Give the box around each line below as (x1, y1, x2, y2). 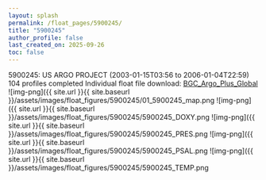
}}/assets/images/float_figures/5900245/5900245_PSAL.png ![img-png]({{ (8, 146, 254, 155)
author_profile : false (8, 33, 83, 42)
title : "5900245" (8, 26, 66, 34)
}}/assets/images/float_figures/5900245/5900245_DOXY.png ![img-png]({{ (8, 113, 256, 121)
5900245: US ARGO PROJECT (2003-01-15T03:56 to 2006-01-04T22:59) (8, 71, 250, 79)
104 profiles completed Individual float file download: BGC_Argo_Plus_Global (8, 79, 258, 88)
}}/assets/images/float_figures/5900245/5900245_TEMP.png (8, 163, 209, 172)
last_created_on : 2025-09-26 (8, 41, 105, 49)
